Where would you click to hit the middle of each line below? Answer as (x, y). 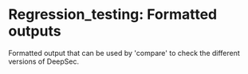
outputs (35, 31)
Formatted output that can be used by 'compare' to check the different (124, 53)
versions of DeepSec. (44, 61)
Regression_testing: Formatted (113, 15)
